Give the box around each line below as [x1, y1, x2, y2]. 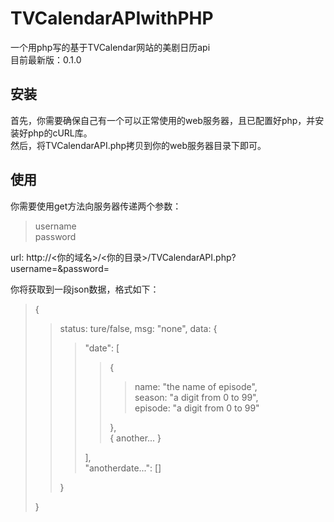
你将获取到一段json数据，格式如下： [10, 283, 160, 295]
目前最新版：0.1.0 [10, 53, 82, 66]
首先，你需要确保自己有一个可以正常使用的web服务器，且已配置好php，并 [10, 114, 316, 126]
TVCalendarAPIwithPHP [10, 7, 214, 30]
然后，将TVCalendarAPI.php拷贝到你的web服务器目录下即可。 [10, 139, 267, 151]
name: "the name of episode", [134, 380, 258, 392]
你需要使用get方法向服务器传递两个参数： [10, 200, 182, 212]
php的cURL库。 [27, 127, 93, 139]
